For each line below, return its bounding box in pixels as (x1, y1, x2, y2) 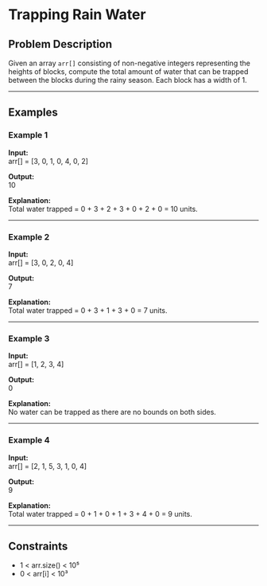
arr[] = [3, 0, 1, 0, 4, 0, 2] (8, 156, 89, 166)
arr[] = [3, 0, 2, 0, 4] (8, 257, 74, 268)
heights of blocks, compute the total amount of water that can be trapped (8, 67, 249, 76)
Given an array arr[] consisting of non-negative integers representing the (8, 58, 250, 68)
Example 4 (8, 435, 50, 446)
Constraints (8, 539, 68, 553)
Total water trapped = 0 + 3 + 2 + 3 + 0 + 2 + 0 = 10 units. (8, 204, 199, 213)
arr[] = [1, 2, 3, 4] (8, 360, 64, 369)
